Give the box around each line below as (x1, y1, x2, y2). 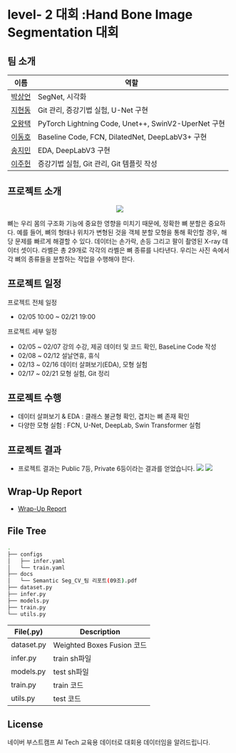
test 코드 (53, 694, 81, 704)
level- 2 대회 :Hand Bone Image (7, 6, 193, 23)
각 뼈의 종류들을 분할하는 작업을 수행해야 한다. (7, 254, 135, 263)
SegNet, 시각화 (38, 92, 87, 101)
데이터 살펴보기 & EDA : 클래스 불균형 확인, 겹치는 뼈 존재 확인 (17, 412, 190, 421)
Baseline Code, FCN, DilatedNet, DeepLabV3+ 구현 (38, 132, 207, 141)
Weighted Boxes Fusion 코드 (53, 640, 148, 650)
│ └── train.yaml (7, 564, 66, 572)
